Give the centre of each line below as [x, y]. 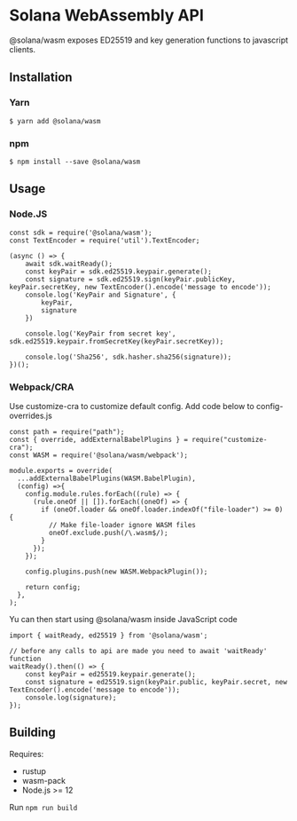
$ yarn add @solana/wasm [55, 121]
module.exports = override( [61, 470]
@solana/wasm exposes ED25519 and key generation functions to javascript [149, 40]
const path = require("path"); [67, 431]
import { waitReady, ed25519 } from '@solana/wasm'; [109, 635]
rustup [34, 771]
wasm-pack [44, 780]
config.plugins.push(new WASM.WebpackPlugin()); [117, 572]
